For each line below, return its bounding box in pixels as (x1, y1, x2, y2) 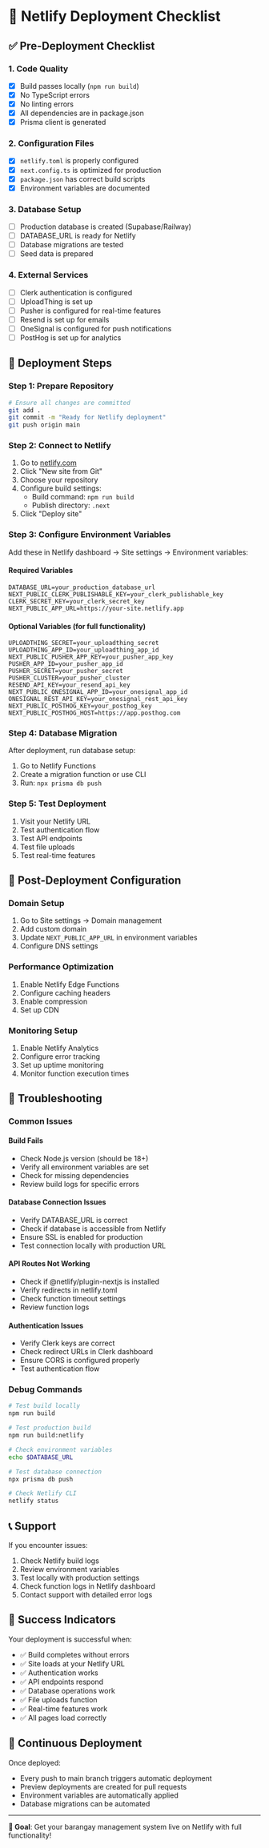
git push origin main (8, 421, 81, 429)
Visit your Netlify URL (19, 816, 91, 826)
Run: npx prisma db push (19, 778, 102, 788)
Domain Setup (8, 898, 65, 909)
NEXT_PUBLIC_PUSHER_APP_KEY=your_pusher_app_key (8, 653, 174, 661)
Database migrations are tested (19, 240, 124, 250)
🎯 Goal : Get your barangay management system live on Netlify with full (8, 1822, 242, 1831)
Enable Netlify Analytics (19, 1044, 99, 1053)
